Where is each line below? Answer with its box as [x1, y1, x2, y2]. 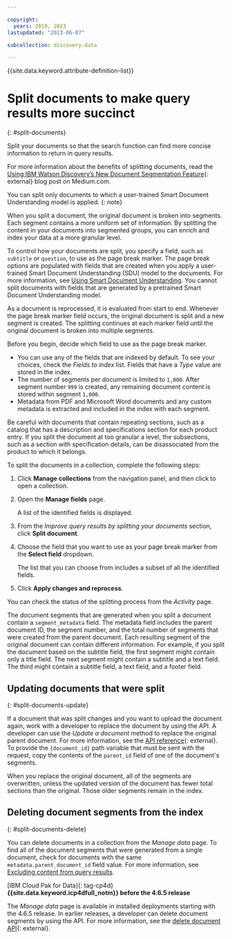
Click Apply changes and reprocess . [17, 584, 124, 592]
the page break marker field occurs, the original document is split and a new [7, 312, 224, 320]
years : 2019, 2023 [13, 22, 67, 30]
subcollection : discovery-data [7, 42, 97, 48]
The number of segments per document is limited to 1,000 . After [17, 375, 200, 384]
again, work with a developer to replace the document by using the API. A [7, 722, 217, 730]
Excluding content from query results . [7, 868, 115, 876]
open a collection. [17, 482, 68, 490]
